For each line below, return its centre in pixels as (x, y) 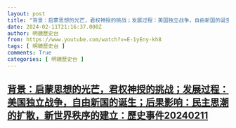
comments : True (29, 53)
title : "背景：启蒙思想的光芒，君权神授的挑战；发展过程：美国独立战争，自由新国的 (114, 20)
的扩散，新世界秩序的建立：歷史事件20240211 (108, 116)
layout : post (26, 14)
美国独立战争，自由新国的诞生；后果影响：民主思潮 (118, 102)
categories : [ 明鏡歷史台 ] (46, 59)
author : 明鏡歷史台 (33, 33)
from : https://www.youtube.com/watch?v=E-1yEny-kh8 (84, 40)
